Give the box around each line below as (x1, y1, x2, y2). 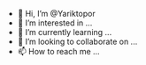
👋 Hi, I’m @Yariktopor (17, 9, 96, 18)
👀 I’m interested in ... (17, 18, 93, 28)
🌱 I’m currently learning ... (17, 27, 112, 37)
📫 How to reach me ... (17, 47, 100, 56)
